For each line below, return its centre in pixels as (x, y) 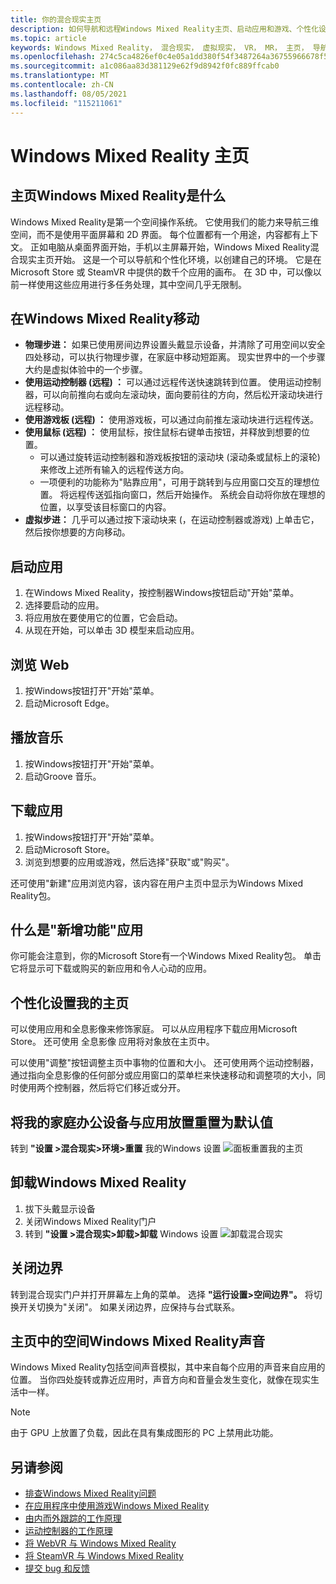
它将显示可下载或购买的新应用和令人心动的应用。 (111, 968)
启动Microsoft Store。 (70, 849)
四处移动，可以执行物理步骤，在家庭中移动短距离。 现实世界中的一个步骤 (175, 357)
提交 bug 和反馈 (57, 1568)
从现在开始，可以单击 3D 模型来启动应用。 (112, 630)
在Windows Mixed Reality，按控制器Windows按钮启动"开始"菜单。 (162, 593)
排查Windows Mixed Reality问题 (90, 1493)
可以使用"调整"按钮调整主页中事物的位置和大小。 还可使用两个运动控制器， (164, 1063)
